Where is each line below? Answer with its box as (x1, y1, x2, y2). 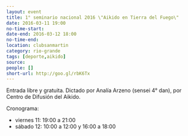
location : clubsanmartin (6, 43, 69, 49)
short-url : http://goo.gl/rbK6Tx (6, 70, 90, 76)
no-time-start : (6, 25, 45, 32)
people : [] (6, 64, 34, 71)
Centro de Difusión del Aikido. (6, 93, 81, 100)
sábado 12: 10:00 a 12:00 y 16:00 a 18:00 (14, 123, 116, 130)
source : (6, 59, 26, 65)
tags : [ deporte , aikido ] (6, 54, 66, 60)
